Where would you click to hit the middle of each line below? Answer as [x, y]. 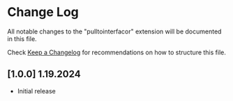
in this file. [22, 38]
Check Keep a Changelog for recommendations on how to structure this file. [117, 52]
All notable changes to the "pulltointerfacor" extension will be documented [114, 31]
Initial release [36, 91]
